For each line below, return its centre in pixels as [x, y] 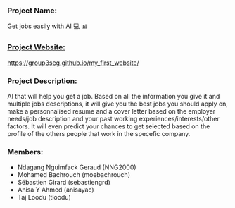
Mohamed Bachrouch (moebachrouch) [74, 175]
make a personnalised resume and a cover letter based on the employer [112, 111]
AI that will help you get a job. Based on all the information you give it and [114, 96]
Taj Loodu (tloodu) [44, 197]
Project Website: [36, 47]
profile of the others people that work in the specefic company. [99, 133]
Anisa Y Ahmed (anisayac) [56, 190]
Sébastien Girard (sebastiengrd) [64, 183]
